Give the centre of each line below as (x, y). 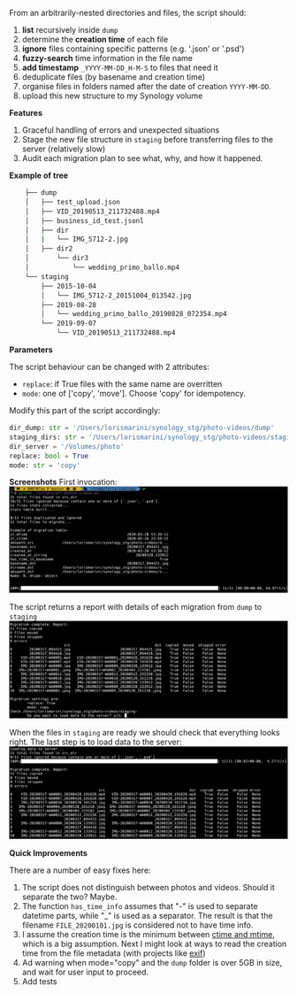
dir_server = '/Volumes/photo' (67, 446)
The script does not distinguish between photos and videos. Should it (148, 887)
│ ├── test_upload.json (73, 202)
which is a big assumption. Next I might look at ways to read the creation (154, 944)
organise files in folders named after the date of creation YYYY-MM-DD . (147, 86)
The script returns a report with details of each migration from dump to (136, 607)
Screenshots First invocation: (63, 482)
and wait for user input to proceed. (85, 972)
